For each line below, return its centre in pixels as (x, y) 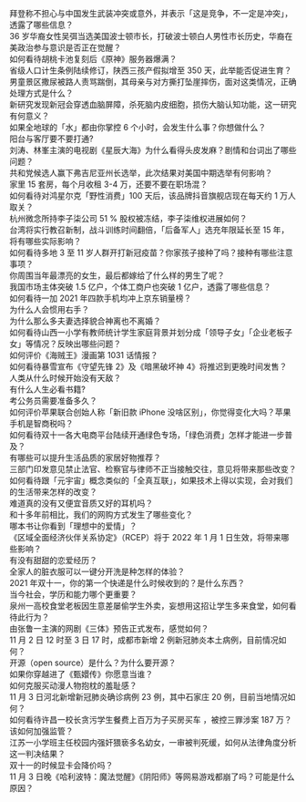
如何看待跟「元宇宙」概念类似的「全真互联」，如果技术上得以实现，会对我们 (151, 480)
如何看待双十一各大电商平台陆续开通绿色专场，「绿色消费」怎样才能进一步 (147, 435)
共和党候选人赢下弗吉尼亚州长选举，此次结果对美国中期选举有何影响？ (141, 173)
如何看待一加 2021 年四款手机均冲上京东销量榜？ (101, 298)
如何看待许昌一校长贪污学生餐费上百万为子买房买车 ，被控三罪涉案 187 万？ (151, 720)
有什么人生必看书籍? (48, 389)
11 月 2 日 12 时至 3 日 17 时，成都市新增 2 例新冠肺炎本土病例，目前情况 (144, 640)
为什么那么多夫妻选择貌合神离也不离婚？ (85, 321)
